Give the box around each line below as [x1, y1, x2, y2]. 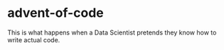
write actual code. [7, 35, 60, 44]
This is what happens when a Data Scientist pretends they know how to [7, 28, 217, 37]
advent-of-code [7, 5, 105, 21]
